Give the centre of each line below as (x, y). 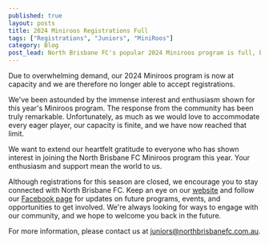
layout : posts (32, 23)
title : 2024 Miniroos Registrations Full (78, 30)
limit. (16, 134)
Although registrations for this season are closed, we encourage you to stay (133, 182)
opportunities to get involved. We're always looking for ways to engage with (133, 207)
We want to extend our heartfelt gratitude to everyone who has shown (124, 149)
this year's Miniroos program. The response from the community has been (131, 108)
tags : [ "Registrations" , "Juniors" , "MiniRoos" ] (91, 38)
